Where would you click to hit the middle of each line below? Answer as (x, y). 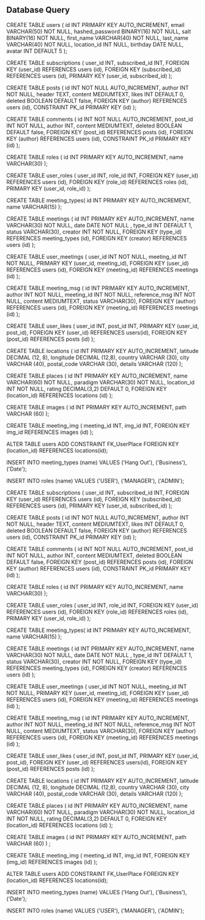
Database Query (38, 10)
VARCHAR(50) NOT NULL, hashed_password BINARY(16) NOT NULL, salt (99, 31)
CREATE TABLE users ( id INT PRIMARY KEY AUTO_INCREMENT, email (95, 25)
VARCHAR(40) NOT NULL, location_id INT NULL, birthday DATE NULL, (95, 44)
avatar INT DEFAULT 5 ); (37, 51)
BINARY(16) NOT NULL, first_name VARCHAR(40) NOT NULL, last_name (97, 38)
